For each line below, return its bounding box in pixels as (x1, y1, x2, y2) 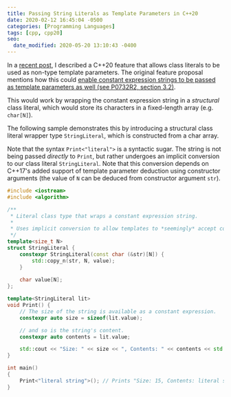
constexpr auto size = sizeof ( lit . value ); (19, 314, 143, 321)
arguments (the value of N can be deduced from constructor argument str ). (7, 174, 221, 182)
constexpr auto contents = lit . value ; (19, 333, 131, 341)
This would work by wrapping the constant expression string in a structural (7, 96, 220, 104)
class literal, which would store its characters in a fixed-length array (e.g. (7, 104, 214, 111)
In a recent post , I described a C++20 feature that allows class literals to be (7, 61, 220, 69)
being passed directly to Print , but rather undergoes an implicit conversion (7, 152, 220, 160)
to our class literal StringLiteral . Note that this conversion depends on (7, 160, 210, 167)
